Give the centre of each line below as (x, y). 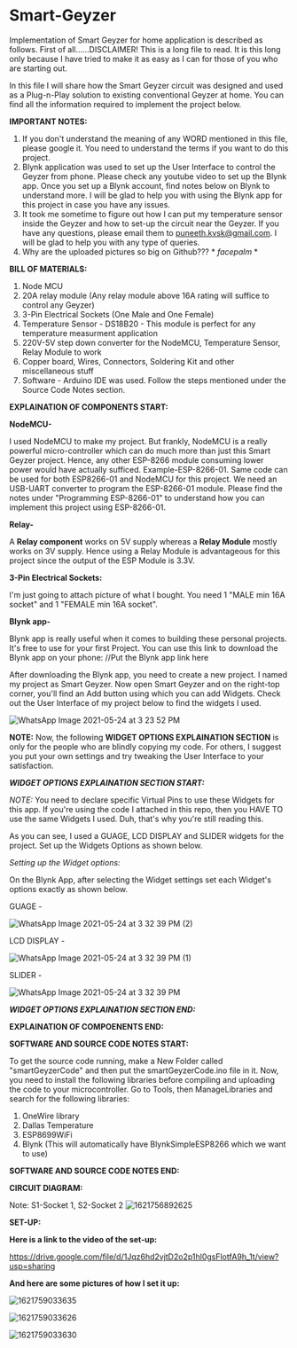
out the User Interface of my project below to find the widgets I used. (135, 702)
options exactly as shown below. (69, 889)
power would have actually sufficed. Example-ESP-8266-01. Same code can (148, 469)
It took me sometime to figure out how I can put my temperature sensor (152, 214)
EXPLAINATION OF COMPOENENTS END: (86, 1026)
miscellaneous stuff (58, 371)
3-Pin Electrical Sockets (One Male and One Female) (118, 314)
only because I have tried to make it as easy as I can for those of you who (144, 59)
